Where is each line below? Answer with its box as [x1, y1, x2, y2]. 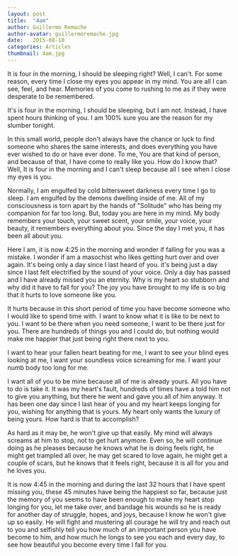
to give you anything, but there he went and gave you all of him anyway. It [7, 392, 223, 400]
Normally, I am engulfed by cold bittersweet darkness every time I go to [7, 186, 216, 195]
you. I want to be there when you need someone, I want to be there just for [7, 319, 225, 327]
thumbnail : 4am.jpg [7, 50, 65, 58]
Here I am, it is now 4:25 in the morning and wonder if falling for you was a [7, 245, 225, 254]
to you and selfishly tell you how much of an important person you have [7, 525, 217, 533]
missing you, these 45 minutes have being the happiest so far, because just [7, 487, 228, 496]
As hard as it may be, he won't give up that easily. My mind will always [7, 428, 212, 437]
